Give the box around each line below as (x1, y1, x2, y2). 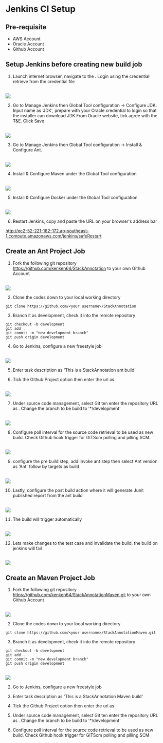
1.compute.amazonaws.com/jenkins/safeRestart (5, 233, 102, 239)
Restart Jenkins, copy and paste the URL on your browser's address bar (12, 218, 158, 224)
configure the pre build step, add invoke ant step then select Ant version (12, 458, 158, 464)
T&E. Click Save (12, 118, 44, 124)
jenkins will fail (12, 545, 42, 551)
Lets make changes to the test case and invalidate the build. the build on (12, 540, 158, 546)
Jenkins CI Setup (5, 3, 76, 15)
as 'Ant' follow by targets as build (12, 463, 79, 469)
